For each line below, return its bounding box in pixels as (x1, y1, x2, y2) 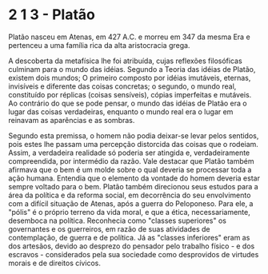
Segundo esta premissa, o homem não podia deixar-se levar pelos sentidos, (8, 130, 259, 141)
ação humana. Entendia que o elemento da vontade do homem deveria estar (8, 173, 260, 183)
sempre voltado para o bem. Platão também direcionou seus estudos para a (8, 181, 258, 191)
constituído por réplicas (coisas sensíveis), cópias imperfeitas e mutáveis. (8, 89, 252, 99)
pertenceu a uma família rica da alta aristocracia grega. (8, 40, 190, 50)
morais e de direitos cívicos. (8, 258, 102, 268)
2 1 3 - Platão (8, 6, 96, 24)
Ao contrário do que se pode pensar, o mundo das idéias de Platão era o (8, 98, 247, 108)
